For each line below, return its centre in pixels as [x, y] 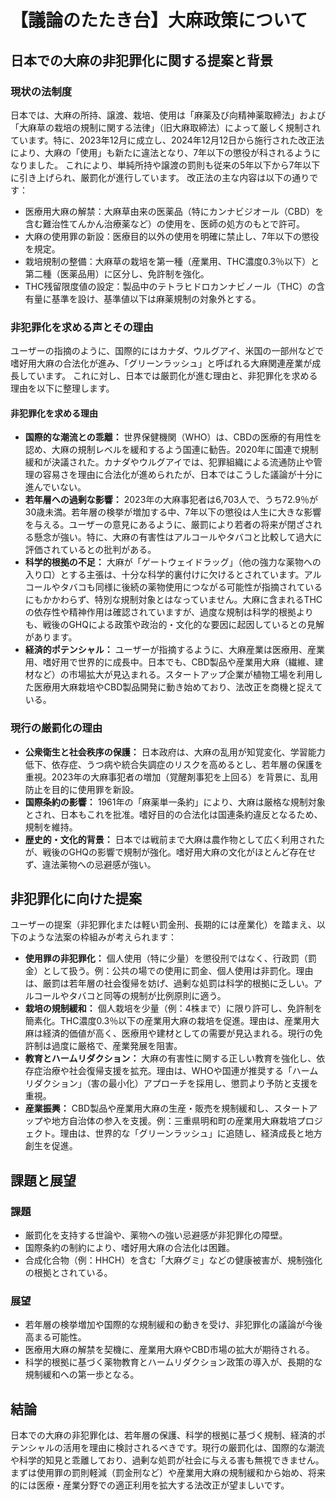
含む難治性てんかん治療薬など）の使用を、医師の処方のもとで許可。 [165, 223]
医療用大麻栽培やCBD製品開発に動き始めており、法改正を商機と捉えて [178, 687]
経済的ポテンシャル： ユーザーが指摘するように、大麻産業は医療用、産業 [175, 650]
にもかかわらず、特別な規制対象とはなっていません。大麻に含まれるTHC [173, 600]
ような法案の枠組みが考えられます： [102, 937]
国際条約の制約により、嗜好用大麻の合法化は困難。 [129, 1248]
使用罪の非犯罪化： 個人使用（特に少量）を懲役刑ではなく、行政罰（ [166, 958]
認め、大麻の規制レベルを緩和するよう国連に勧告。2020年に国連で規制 [171, 450]
